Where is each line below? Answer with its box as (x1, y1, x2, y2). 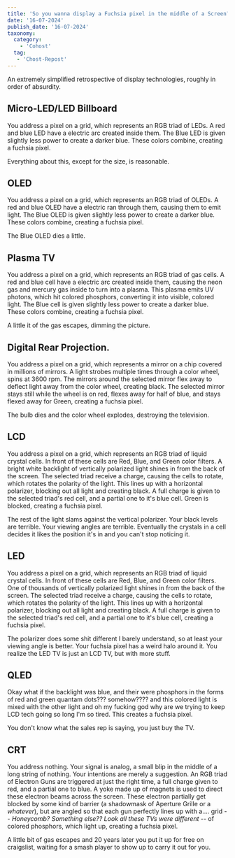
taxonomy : (7, 29, 36, 37)
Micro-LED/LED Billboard (7, 103, 117, 115)
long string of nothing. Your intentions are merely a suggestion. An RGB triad (7, 770, 228, 778)
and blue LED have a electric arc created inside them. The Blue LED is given (7, 129, 226, 137)
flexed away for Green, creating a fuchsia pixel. (7, 397, 143, 406)
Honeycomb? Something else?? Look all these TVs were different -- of (11, 815, 215, 823)
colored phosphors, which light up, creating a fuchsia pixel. (7, 822, 178, 831)
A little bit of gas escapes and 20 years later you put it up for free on (7, 836, 204, 844)
